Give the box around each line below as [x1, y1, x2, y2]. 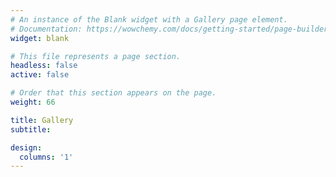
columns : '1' [19, 152, 74, 162]
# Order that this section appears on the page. [10, 88, 217, 98]
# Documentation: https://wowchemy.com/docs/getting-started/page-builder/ [10, 24, 333, 34]
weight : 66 [10, 97, 56, 107]
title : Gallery [10, 115, 74, 125]
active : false [10, 70, 70, 80]
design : [10, 142, 43, 153]
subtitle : [10, 124, 52, 135]
